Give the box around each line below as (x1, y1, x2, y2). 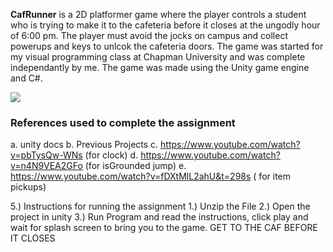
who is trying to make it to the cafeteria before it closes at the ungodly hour (10, 19, 321, 31)
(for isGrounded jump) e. (84, 160, 187, 172)
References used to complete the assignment (10, 115, 236, 129)
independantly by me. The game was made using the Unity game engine (10, 62, 310, 73)
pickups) (10, 181, 47, 193)
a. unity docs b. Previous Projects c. (10, 139, 159, 151)
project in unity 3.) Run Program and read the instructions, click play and (10, 211, 309, 223)
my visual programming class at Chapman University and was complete (10, 51, 306, 63)
